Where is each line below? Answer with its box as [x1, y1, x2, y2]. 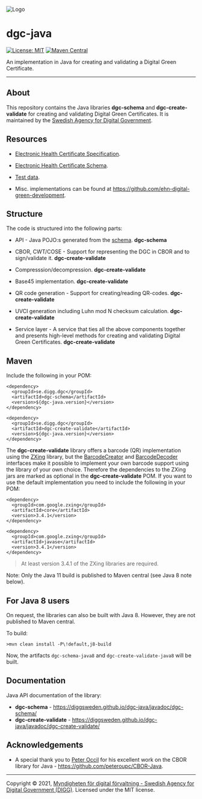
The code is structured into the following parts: [6, 225, 123, 232]
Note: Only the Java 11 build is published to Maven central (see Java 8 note [6, 572, 192, 579]
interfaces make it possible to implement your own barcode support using [6, 459, 189, 467]
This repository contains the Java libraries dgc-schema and [6, 104, 155, 111]
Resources [6, 134, 47, 145]
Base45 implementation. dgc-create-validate [14, 278, 129, 285]
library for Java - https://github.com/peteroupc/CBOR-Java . [14, 762, 164, 769]
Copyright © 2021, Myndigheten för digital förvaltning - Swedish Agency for [6, 780, 194, 787]
